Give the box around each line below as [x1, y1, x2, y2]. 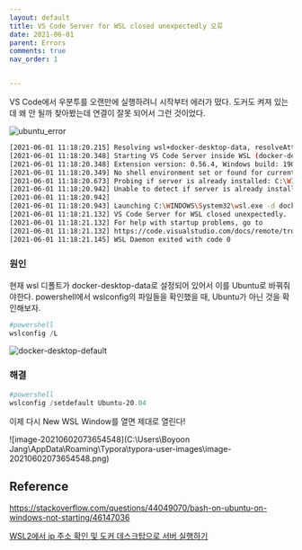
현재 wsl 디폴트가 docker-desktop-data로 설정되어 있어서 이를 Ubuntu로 [9, 279, 267, 290]
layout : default [9, 13, 70, 22]
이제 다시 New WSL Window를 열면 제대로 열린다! [9, 415, 186, 427]
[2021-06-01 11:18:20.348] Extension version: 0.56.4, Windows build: [9, 159, 280, 169]
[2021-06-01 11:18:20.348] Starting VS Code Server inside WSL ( [9, 151, 259, 160]
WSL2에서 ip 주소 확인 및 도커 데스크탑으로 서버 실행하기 [9, 531, 209, 542]
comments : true [9, 47, 67, 56]
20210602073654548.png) [9, 453, 110, 464]
